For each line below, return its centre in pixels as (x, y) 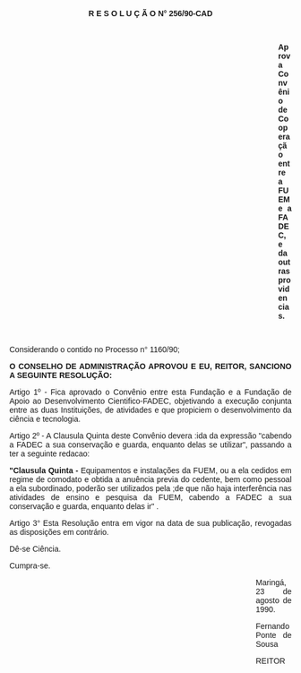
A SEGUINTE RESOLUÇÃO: (61, 375)
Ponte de (274, 635)
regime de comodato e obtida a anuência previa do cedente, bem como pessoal (150, 479)
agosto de (274, 600)
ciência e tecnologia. (45, 419)
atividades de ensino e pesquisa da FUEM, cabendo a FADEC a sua (150, 497)
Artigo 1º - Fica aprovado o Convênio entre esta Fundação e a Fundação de (150, 392)
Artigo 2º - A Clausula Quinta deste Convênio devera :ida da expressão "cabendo (150, 436)
